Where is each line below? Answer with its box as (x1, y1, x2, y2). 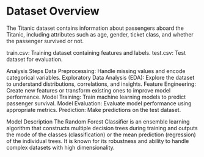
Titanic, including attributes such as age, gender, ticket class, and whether (6, 30, 194, 38)
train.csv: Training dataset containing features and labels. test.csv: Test (6, 49, 186, 56)
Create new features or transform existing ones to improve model (6, 86, 171, 94)
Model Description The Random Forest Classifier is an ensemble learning (6, 117, 190, 125)
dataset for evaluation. (6, 55, 63, 63)
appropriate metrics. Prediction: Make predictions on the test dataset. (6, 106, 181, 113)
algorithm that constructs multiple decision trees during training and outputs (6, 124, 198, 131)
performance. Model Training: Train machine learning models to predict (6, 93, 186, 100)
